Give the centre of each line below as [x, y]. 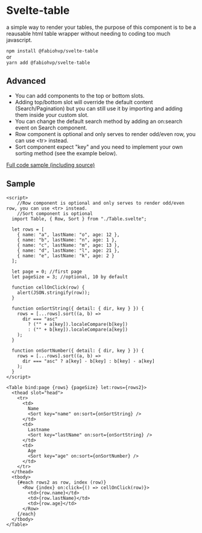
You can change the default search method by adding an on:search [99, 121]
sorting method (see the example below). [66, 153]
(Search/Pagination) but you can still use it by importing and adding [99, 108]
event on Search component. [51, 128]
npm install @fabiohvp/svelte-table [52, 51]
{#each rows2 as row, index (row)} [62, 482]
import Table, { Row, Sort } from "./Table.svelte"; [79, 219]
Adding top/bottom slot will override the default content [84, 102]
